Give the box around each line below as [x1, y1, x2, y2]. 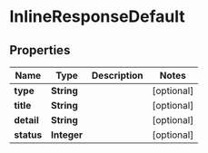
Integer [50, 129, 84, 141]
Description [91, 70, 144, 81]
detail [14, 114, 39, 126]
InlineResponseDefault [9, 6, 186, 27]
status [14, 129, 43, 141]
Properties [9, 43, 71, 58]
